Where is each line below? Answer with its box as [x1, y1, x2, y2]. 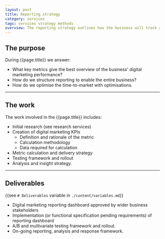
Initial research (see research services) [12, 124, 92, 130]
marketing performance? [12, 71, 63, 77]
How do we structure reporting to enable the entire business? [12, 77, 137, 83]
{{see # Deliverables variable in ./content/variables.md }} [5, 192, 124, 198]
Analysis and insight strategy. [12, 160, 72, 166]
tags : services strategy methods [5, 21, 74, 26]
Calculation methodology [19, 139, 71, 145]
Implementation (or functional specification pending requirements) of [12, 212, 152, 218]
